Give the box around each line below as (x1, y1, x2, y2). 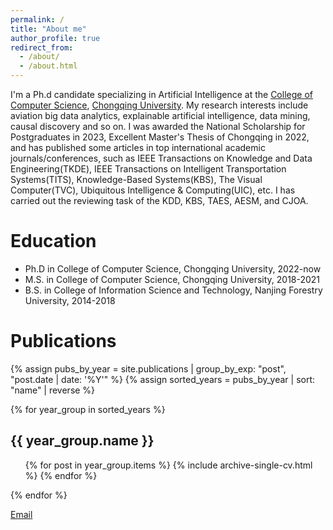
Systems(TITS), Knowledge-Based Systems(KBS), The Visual (10, 174, 263, 185)
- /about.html (19, 61, 78, 71)
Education (10, 230, 97, 253)
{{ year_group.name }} (10, 432, 155, 450)
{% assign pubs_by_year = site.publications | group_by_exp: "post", (10, 362, 287, 375)
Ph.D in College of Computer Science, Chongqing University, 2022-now (24, 262, 322, 275)
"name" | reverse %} (10, 384, 96, 396)
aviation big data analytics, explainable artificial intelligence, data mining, (10, 110, 311, 121)
